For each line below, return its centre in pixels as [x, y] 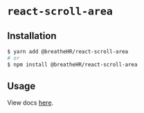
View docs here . [30, 103]
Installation [32, 36]
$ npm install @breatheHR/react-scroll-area [72, 64]
